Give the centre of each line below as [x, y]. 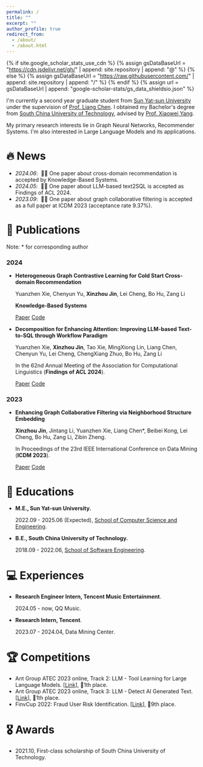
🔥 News [26, 156]
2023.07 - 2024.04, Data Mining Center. [65, 632]
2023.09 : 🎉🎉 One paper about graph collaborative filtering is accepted [104, 199]
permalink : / [23, 12]
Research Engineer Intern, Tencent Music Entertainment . [88, 597]
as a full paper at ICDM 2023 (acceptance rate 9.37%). [84, 205]
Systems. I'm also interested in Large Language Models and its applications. [101, 132]
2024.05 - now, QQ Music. [48, 608]
